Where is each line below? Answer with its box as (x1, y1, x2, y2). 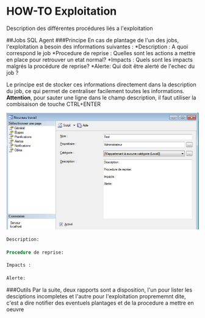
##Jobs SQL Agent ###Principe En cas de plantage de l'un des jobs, (6, 36, 179, 44)
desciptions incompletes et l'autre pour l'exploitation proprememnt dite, (6, 292, 186, 300)
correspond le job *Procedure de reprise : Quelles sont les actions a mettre (6, 49, 196, 56)
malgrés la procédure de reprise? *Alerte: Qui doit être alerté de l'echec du (6, 62, 195, 70)
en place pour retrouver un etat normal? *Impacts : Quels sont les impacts (6, 56, 193, 63)
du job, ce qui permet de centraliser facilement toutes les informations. (6, 87, 185, 94)
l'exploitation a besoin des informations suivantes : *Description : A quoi (6, 43, 188, 50)
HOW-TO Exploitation (6, 4, 117, 18)
